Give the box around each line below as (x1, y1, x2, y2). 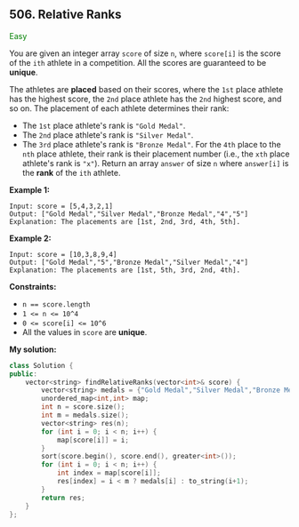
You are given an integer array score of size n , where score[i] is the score (9, 48, 282, 59)
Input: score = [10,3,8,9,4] (9, 250, 117, 259)
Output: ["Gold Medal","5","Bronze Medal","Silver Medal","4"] (9, 258, 249, 267)
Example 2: (9, 233, 52, 244)
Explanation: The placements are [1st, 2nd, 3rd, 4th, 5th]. (9, 217, 241, 226)
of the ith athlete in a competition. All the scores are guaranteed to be (9, 57, 267, 68)
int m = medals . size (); (41, 411, 129, 420)
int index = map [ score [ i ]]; (56, 468, 162, 478)
